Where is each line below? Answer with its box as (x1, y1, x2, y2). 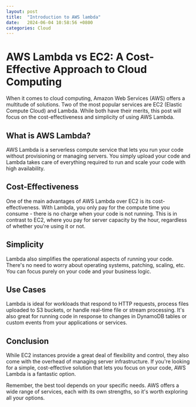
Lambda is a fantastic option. (6, 371, 76, 378)
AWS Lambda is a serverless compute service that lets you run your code (6, 146, 184, 153)
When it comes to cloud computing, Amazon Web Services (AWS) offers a (6, 95, 185, 102)
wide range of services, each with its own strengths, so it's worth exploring (6, 388, 188, 395)
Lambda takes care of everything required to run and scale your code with (6, 159, 186, 165)
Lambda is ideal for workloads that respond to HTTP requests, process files (6, 301, 189, 308)
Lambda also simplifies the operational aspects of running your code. (6, 255, 174, 262)
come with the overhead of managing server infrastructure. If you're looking (6, 358, 190, 365)
